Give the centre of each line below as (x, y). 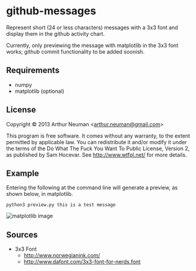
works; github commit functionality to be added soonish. (75, 51)
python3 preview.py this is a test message (61, 205)
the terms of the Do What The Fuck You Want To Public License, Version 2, (98, 148)
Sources (22, 234)
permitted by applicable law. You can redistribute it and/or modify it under (97, 142)
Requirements (33, 71)
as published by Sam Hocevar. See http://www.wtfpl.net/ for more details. (97, 155)
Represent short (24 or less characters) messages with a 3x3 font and (92, 27)
